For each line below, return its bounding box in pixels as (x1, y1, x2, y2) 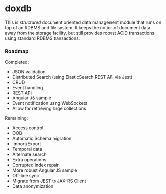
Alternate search (12, 151, 47, 157)
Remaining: (5, 115, 28, 121)
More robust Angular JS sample (12, 167, 77, 173)
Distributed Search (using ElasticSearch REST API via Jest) (12, 74, 133, 80)
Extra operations (12, 157, 47, 163)
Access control (12, 125, 44, 131)
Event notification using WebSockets (12, 100, 88, 106)
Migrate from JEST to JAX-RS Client (12, 178, 86, 184)
